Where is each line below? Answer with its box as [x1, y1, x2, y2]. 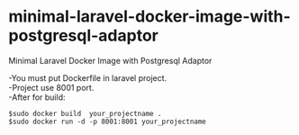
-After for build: [8, 92, 66, 103]
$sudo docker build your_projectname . [8, 109, 163, 118]
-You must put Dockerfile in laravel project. [8, 72, 168, 83]
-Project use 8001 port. [8, 82, 95, 93]
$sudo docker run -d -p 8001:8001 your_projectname [8, 117, 206, 126]
